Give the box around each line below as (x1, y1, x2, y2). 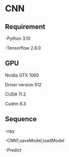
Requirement (5, 23, 46, 31)
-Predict (5, 147, 22, 153)
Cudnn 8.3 (5, 101, 26, 106)
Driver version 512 (5, 81, 42, 87)
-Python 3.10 (5, 35, 31, 41)
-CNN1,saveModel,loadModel (5, 137, 65, 143)
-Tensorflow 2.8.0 (5, 45, 41, 51)
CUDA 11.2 (5, 91, 26, 97)
